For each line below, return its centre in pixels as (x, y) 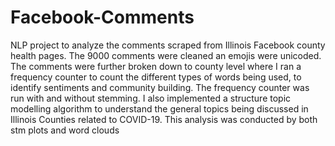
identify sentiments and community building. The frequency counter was (160, 87)
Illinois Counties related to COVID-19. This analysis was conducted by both (164, 119)
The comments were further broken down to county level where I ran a (156, 66)
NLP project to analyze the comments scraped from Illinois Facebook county (168, 45)
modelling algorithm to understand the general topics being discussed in (159, 108)
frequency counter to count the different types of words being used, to (156, 77)
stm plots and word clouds (65, 130)
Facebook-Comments (102, 17)
